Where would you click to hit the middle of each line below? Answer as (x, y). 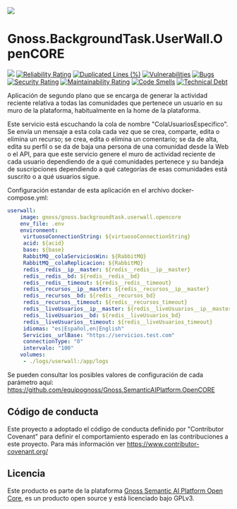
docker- (183, 190)
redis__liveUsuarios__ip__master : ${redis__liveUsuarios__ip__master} (129, 309)
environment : (39, 230)
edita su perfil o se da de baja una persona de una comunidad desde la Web (118, 146)
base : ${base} (44, 250)
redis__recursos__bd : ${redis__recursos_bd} (90, 296)
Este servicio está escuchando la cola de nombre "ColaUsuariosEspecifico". (118, 124)
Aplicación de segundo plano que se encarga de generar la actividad (108, 95)
